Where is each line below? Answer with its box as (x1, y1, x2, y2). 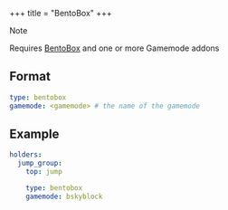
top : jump (25, 167, 63, 177)
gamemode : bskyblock (25, 192, 103, 201)
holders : (9, 150, 43, 159)
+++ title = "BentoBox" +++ (9, 8, 113, 18)
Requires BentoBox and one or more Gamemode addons (9, 43, 220, 53)
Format (9, 69, 52, 84)
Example (9, 126, 60, 141)
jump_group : (17, 158, 63, 168)
